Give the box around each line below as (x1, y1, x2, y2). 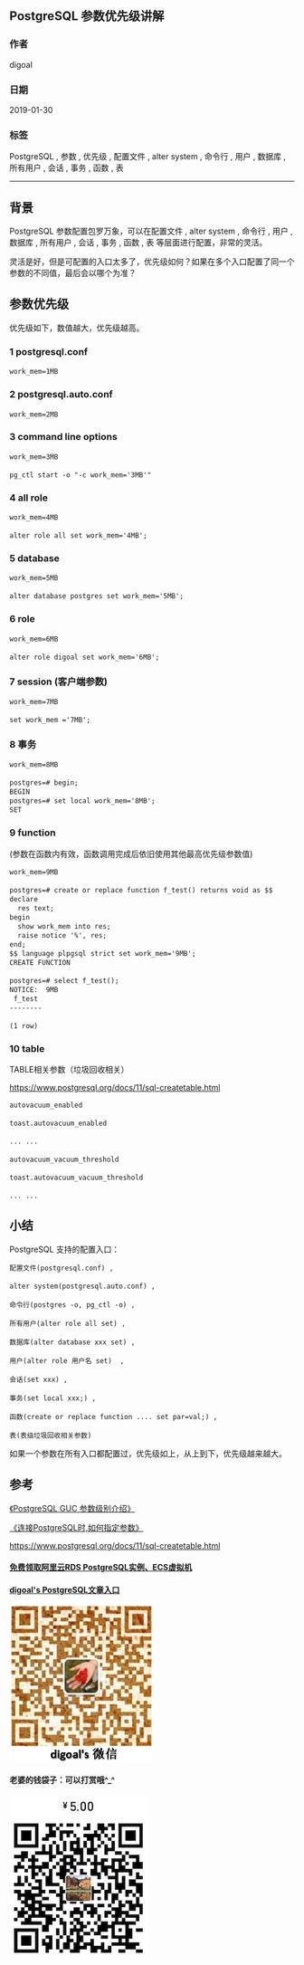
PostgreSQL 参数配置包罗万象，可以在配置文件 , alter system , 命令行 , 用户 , (9, 225, 293, 237)
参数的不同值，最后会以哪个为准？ (9, 268, 137, 279)
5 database (9, 552, 61, 565)
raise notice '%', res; (17, 930, 107, 940)
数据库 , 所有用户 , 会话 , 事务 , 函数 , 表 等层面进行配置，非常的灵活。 (9, 237, 268, 248)
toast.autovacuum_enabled (9, 1119, 107, 1128)
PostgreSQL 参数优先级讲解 (9, 8, 165, 24)
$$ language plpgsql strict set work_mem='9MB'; (9, 949, 196, 958)
